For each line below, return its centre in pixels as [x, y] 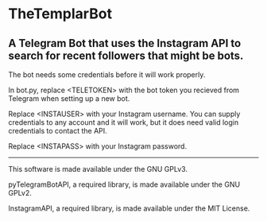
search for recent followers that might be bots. [126, 55]
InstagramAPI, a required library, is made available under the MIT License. [129, 208]
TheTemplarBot [60, 14]
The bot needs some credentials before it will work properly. [107, 75]
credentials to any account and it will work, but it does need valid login [124, 122]
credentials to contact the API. [58, 131]
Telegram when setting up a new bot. [69, 99]
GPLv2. [20, 193]
